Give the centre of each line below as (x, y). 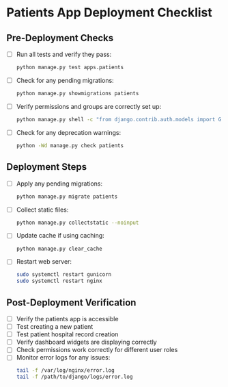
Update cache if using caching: (60, 236)
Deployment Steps (46, 167)
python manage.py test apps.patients (70, 67)
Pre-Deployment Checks (60, 38)
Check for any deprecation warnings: (69, 132)
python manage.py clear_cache (59, 249)
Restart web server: (44, 262)
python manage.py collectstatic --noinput (77, 223)
